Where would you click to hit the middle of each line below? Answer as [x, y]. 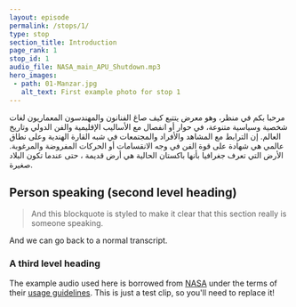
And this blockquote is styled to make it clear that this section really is [159, 214]
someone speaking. [67, 223]
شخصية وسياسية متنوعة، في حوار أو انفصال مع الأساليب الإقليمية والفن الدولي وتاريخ [148, 126]
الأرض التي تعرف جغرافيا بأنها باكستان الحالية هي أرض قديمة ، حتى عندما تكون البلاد [147, 155]
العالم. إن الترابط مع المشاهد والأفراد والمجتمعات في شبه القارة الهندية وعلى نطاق [145, 136]
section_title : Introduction [63, 42]
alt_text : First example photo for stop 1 [100, 92]
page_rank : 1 [33, 51]
